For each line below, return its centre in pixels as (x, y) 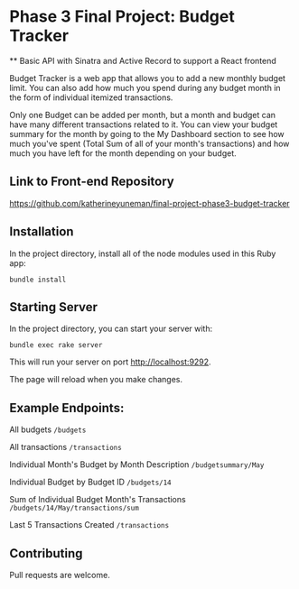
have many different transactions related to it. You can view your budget (144, 124)
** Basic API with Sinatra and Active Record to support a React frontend (143, 60)
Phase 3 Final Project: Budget (122, 17)
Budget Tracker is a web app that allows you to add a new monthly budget (148, 78)
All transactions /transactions (65, 447)
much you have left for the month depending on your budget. (123, 153)
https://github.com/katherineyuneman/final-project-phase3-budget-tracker (150, 203)
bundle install (38, 280)
